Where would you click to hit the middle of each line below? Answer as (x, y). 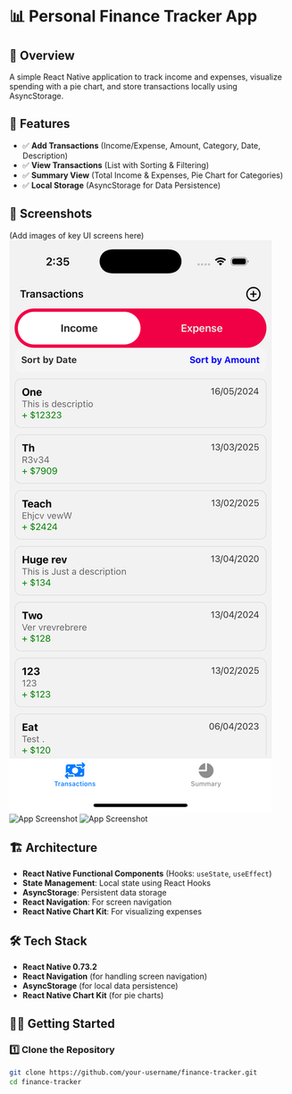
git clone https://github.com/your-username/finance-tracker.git (133, 1073)
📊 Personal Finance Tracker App (133, 17)
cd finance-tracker (46, 1081)
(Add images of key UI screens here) (77, 235)
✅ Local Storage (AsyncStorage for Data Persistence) (121, 185)
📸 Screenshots (51, 214)
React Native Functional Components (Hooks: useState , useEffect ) (147, 874)
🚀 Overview (42, 55)
